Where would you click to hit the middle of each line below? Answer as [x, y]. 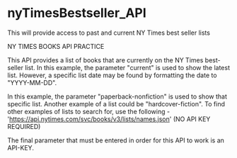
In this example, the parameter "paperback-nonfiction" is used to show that [117, 96]
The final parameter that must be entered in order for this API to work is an [116, 140]
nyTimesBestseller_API [77, 13]
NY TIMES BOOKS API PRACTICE [56, 46]
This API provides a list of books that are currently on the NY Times [105, 60]
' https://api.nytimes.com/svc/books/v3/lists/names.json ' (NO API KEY [109, 119]
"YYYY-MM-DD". [32, 82]
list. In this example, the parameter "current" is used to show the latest [127, 67]
